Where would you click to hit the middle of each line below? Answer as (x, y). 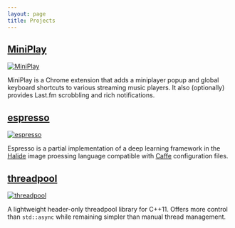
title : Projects (31, 21)
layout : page (27, 14)
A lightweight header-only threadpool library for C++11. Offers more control (117, 209)
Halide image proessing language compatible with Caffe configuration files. (118, 156)
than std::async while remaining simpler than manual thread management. (117, 217)
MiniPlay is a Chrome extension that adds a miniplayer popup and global (113, 80)
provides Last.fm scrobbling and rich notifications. (81, 95)
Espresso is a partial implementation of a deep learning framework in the (114, 148)
